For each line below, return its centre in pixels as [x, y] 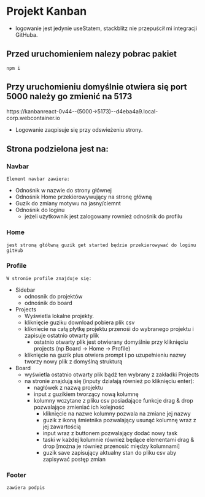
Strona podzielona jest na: [57, 149]
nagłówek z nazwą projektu [68, 387]
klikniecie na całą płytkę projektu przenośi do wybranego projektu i [109, 328]
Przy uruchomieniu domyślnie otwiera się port [97, 87]
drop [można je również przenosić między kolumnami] [111, 446]
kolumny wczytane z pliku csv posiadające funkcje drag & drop [113, 400]
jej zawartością [62, 427]
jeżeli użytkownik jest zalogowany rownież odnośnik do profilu [103, 216]
